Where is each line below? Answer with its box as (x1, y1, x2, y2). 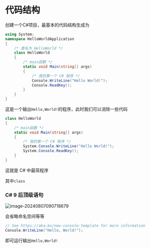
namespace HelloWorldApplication (5, 36, 75, 41)
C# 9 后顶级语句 (5, 191, 44, 198)
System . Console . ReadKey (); (23, 149, 79, 154)
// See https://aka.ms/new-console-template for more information (5, 223, 146, 229)
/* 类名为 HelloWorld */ (14, 46, 64, 51)
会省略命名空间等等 (5, 213, 45, 219)
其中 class (5, 177, 25, 184)
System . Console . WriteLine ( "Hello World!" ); (23, 144, 114, 149)
